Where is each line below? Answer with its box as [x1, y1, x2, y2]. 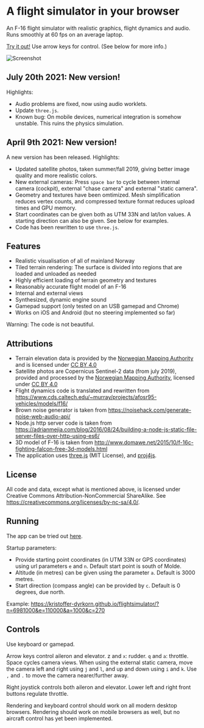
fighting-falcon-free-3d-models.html [15, 445, 108, 453]
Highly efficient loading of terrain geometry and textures [15, 277, 157, 284]
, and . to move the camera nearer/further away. [6, 671, 129, 679]
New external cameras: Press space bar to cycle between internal [15, 178, 180, 185]
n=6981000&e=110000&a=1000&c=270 [6, 606, 105, 613]
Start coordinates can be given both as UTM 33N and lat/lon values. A [15, 210, 191, 217]
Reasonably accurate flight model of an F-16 [15, 283, 127, 291]
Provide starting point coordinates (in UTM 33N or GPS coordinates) [15, 556, 187, 563]
